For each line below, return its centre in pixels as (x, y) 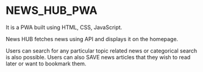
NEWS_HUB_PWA (52, 11)
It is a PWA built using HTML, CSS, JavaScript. (64, 27)
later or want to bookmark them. (46, 64)
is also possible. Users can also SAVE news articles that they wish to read (98, 57)
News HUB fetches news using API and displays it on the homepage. (92, 39)
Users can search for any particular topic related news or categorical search (101, 51)
